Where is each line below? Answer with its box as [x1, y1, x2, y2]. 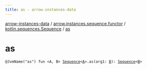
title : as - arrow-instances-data [5, 7, 76, 12]
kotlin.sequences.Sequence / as [5, 25, 71, 32]
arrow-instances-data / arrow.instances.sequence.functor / [5, 21, 126, 26]
